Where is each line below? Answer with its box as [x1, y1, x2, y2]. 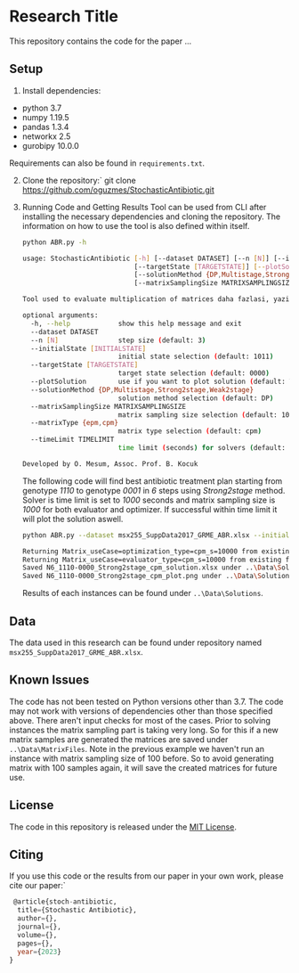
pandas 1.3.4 [21, 121, 69, 132]
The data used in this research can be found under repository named [9, 637, 263, 648]
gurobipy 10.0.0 [21, 140, 79, 151]
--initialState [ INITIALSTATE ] [30, 344, 147, 353]
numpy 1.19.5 [21, 111, 69, 122]
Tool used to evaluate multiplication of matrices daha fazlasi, [21, 295, 270, 304]
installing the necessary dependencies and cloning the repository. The [21, 211, 281, 222]
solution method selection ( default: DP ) [117, 394, 274, 403]
